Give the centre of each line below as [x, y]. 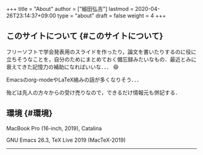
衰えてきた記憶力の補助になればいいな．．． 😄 [63, 67]
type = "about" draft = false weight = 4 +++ [111, 16]
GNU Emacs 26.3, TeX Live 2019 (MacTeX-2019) [66, 140]
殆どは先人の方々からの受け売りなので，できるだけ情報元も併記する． [94, 92]
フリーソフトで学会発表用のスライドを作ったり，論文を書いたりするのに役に [101, 52]
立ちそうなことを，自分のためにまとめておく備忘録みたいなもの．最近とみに [101, 59]
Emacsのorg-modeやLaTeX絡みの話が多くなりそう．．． [74, 80]
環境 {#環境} [30, 113]
